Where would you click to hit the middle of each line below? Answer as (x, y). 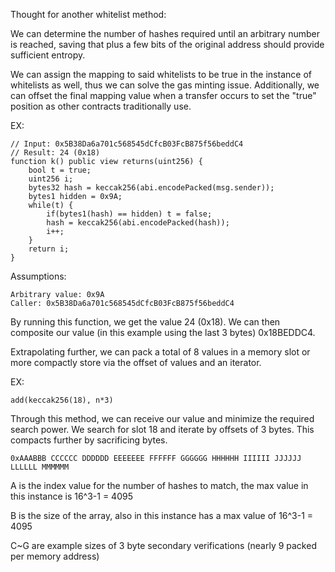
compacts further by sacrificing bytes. (89, 440)
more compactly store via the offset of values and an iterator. (136, 362)
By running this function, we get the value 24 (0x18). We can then (145, 322)
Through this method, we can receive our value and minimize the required (162, 418)
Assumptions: (38, 276)
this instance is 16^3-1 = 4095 (71, 496)
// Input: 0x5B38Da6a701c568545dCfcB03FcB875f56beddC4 (127, 144)
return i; (49, 249)
